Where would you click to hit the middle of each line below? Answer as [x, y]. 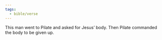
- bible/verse [24, 14]
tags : [10, 9]
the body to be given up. [30, 32]
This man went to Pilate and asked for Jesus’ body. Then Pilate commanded [81, 27]
